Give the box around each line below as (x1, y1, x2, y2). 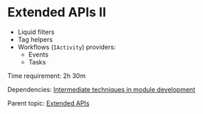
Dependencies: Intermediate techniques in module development (7, 85, 196, 93)
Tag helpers (17, 35, 53, 43)
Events (28, 50, 48, 59)
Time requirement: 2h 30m (7, 72, 86, 80)
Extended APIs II (7, 4, 107, 21)
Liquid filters (17, 28, 55, 36)
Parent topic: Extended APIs (7, 98, 90, 107)
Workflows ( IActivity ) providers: (17, 42, 116, 51)
